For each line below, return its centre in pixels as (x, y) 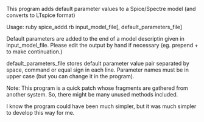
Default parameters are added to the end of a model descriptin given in (95, 39)
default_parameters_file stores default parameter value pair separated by (98, 63)
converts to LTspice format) (41, 15)
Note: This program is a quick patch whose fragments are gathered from (97, 88)
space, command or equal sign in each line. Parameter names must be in (98, 70)
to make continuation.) (34, 52)
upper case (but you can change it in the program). (70, 76)
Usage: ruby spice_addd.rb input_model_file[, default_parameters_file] (94, 27)
